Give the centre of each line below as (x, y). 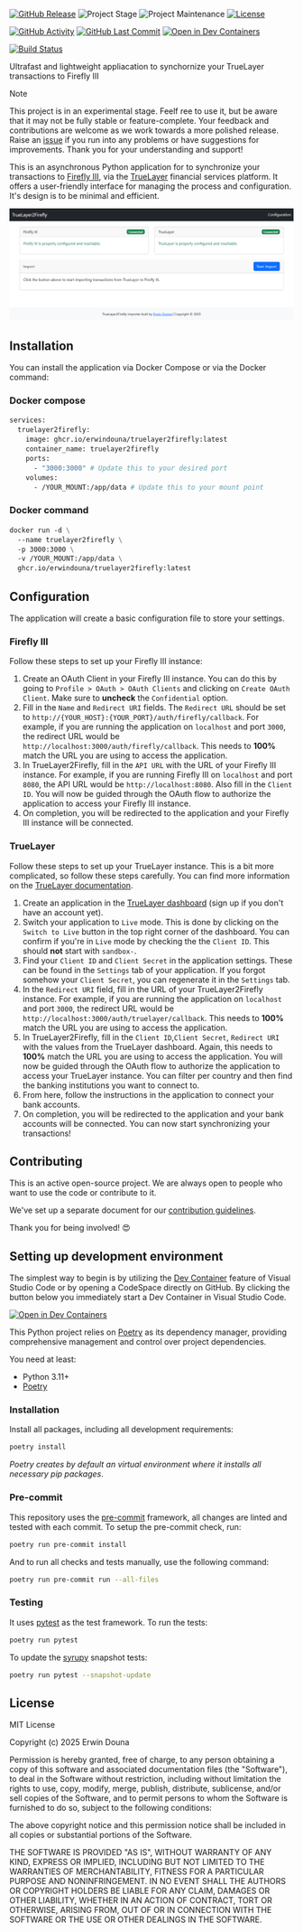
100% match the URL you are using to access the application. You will (152, 1056)
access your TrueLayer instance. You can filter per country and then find (157, 1075)
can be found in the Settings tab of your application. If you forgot (144, 970)
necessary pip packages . (56, 1474)
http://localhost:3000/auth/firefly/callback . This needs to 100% (149, 746)
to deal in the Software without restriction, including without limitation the (145, 1779)
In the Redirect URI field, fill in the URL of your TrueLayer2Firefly (142, 989)
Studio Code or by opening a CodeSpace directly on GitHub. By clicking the (150, 1288)
